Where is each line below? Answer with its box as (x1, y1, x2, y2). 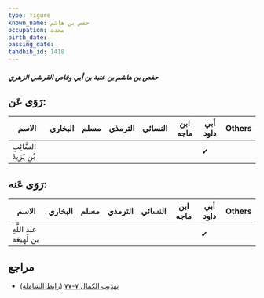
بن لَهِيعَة (12, 234, 39, 245)
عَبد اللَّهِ (12, 224, 38, 235)
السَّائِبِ (12, 141, 37, 152)
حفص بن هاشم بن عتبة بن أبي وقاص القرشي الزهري (8, 72, 159, 82)
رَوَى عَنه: (8, 177, 47, 191)
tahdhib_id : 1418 (8, 48, 65, 56)
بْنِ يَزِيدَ (12, 151, 36, 162)
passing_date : (8, 41, 55, 49)
